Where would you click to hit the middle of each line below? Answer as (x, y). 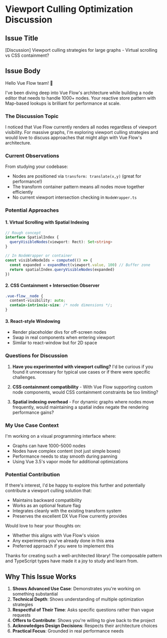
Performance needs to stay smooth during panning (65, 456)
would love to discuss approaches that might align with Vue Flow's (74, 137)
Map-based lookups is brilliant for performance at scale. (63, 103)
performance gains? (33, 412)
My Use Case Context (32, 425)
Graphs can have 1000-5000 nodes (49, 446)
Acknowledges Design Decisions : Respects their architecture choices (85, 626)
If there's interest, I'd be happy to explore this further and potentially (75, 485)
